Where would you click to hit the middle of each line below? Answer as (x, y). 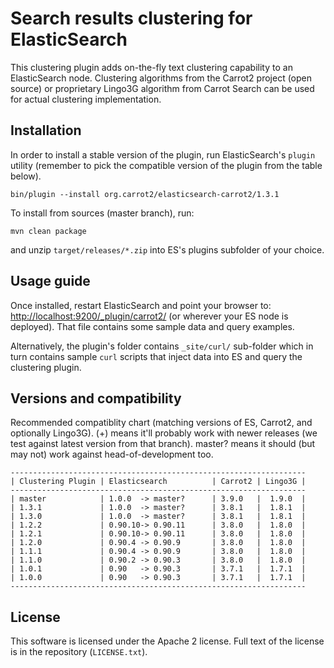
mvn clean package (48, 231)
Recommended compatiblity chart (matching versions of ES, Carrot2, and (161, 423)
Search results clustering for (131, 18)
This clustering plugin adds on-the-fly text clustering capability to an (151, 67)
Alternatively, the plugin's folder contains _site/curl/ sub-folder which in (162, 346)
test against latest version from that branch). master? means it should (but (163, 444)
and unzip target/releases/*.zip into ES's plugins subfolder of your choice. (167, 249)
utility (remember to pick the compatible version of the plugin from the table (166, 165)
